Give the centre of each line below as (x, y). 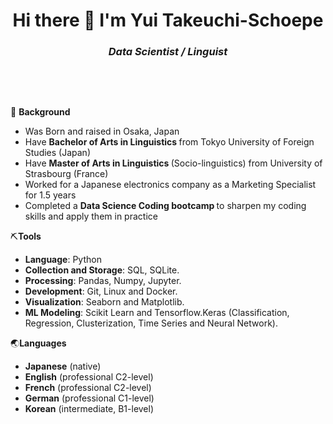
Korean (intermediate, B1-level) (89, 409)
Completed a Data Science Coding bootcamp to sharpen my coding (165, 206)
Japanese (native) (63, 366)
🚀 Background (40, 112)
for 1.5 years (50, 195)
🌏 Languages (38, 343)
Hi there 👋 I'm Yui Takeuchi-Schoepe (168, 20)
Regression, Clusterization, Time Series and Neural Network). (151, 323)
